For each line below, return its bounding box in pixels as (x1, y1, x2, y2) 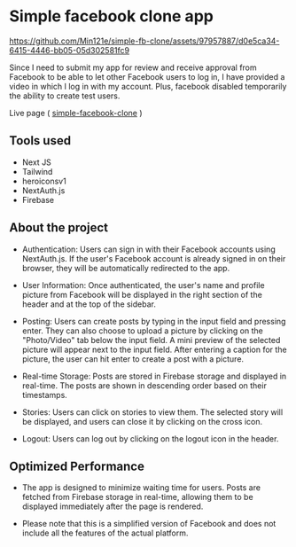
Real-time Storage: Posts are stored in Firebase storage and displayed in (21, 371, 287, 381)
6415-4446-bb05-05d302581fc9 (9, 44, 130, 55)
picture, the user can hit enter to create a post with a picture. (21, 353, 245, 364)
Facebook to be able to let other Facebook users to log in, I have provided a (9, 71, 285, 82)
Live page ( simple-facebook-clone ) (9, 107, 144, 118)
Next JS (21, 157, 51, 168)
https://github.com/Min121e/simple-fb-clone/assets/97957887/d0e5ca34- (9, 35, 280, 46)
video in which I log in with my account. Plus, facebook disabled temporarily (9, 81, 287, 91)
